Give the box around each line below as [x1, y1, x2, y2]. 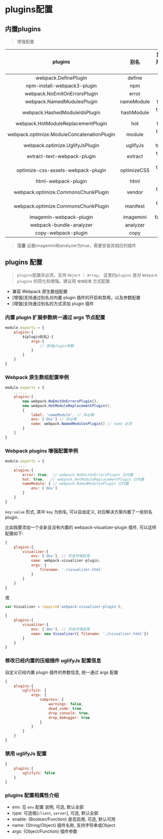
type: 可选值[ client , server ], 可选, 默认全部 [12, 810, 98, 816]
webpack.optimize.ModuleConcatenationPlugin [7, 131, 115, 138]
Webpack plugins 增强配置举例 [5, 447, 79, 454]
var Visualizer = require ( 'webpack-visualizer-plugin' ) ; [5, 605, 123, 609]
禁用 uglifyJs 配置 [5, 750, 47, 757]
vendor [127, 189, 143, 196]
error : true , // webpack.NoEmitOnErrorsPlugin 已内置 [22, 472, 133, 477]
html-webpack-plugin [35, 178, 87, 184]
